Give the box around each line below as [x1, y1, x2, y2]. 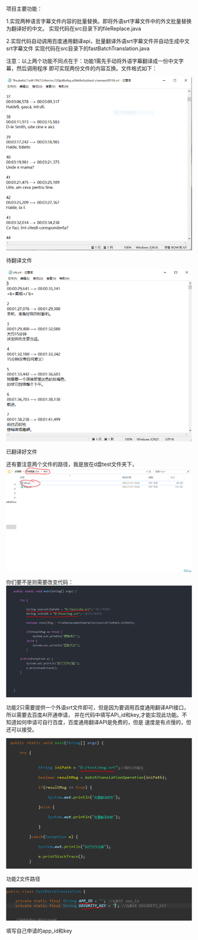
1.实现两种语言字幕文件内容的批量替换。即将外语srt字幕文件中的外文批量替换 [6, 18, 192, 25]
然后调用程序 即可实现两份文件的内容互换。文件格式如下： [16, 65, 157, 72]
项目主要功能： [6, 5, 42, 12]
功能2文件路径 [6, 875, 41, 882]
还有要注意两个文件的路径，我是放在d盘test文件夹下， [6, 461, 137, 468]
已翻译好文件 [6, 448, 37, 455]
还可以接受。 [6, 726, 37, 733]
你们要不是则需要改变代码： [6, 579, 74, 586]
